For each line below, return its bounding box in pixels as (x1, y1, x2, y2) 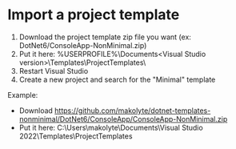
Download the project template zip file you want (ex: (18, 32, 191, 42)
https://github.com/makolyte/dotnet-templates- (54, 106, 211, 115)
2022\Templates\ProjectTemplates (18, 131, 133, 141)
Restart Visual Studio (18, 66, 89, 75)
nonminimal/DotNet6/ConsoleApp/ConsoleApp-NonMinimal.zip (18, 114, 228, 123)
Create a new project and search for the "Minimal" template (18, 74, 216, 84)
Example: (7, 90, 38, 99)
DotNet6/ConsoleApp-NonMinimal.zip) (18, 40, 147, 50)
